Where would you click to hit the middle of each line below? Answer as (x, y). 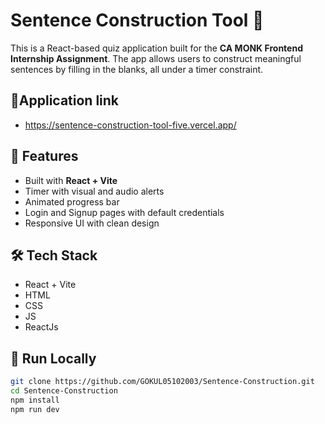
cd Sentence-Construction (64, 391)
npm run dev (35, 409)
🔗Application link (65, 100)
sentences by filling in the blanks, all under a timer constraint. (137, 69)
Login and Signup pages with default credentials (124, 212)
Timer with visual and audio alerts (94, 191)
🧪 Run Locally (53, 358)
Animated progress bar (72, 201)
